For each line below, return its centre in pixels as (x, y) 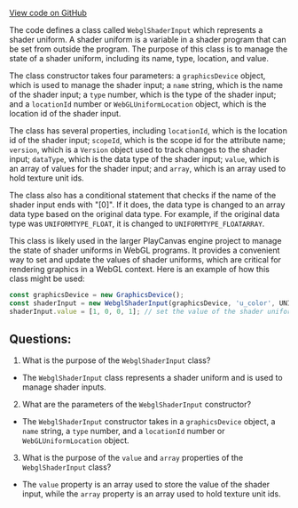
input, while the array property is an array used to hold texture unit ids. (151, 494)
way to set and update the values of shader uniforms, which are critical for (145, 260)
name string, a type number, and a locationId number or (123, 431)
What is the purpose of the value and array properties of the (133, 458)
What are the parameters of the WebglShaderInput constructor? (136, 405)
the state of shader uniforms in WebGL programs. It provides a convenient (145, 250)
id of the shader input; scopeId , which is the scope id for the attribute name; (147, 140)
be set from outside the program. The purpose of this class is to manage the (149, 49)
